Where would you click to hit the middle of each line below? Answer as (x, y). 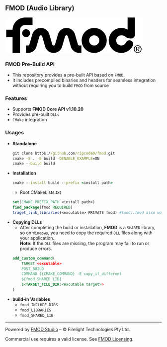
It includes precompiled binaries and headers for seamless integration (84, 80)
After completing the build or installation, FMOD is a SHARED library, (87, 227)
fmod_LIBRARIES (35, 310)
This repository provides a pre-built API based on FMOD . (69, 75)
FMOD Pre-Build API (30, 64)
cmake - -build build (34, 164)
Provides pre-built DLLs (36, 114)
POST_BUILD (33, 269)
